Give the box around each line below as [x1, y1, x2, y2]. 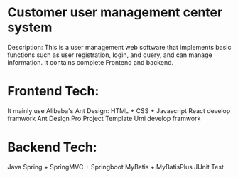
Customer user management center [7, 4, 223, 21]
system [7, 19, 53, 36]
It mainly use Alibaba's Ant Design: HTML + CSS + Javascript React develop [7, 106, 231, 115]
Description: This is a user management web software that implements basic [7, 43, 232, 51]
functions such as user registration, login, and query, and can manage [7, 51, 212, 59]
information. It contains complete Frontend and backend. [7, 58, 174, 66]
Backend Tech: [7, 140, 97, 155]
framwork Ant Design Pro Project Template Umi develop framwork [7, 114, 201, 122]
